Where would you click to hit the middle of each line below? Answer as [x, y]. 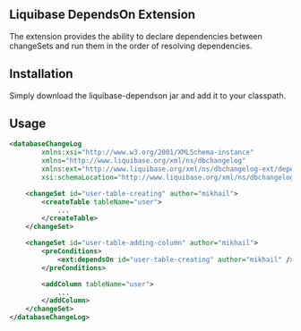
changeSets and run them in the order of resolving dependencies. [131, 46]
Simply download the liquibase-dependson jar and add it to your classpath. [148, 95]
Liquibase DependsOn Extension [102, 15]
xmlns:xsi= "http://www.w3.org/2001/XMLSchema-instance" [148, 153]
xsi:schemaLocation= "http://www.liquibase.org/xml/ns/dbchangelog [168, 177]
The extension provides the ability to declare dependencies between [136, 36]
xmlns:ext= [62, 169]
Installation [41, 74]
